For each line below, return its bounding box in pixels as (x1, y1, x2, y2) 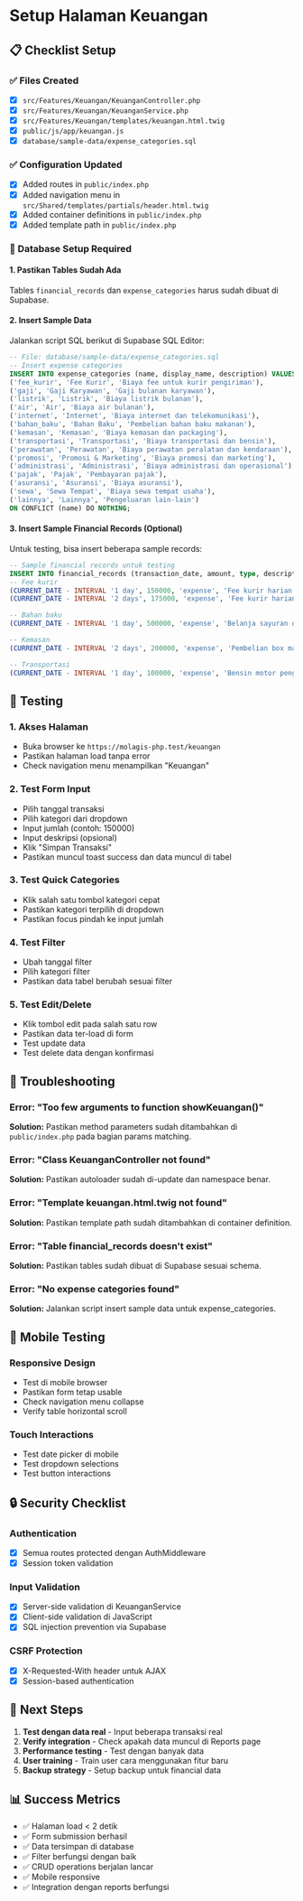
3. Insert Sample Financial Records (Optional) (9, 523, 183, 534)
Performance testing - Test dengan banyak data (22, 1745, 205, 1757)
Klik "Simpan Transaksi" (22, 842, 113, 853)
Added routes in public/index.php (22, 179, 150, 190)
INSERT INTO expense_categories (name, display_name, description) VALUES (9, 369, 297, 378)
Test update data (22, 1038, 86, 1048)
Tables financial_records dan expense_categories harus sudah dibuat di (9, 284, 279, 295)
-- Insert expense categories (9, 360, 124, 370)
